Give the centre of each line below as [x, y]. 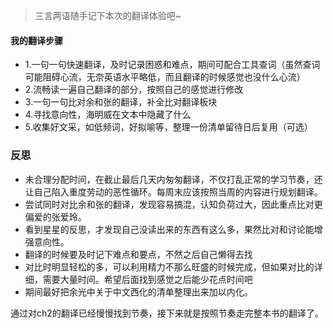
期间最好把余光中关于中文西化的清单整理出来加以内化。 [138, 291]
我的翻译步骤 [36, 40]
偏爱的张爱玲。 [55, 216]
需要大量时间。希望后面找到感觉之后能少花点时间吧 [147, 279]
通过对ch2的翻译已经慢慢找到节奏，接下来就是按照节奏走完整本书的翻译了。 [167, 313]
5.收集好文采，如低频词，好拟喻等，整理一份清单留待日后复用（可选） [168, 127]
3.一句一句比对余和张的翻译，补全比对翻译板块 [121, 102]
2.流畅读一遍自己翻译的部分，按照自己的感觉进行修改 [134, 90]
